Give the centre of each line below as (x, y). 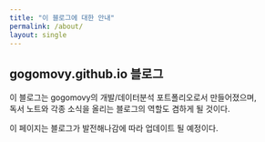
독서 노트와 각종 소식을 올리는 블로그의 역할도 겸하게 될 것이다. (120, 109)
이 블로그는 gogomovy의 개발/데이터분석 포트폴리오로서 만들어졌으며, (133, 97)
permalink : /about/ (46, 26)
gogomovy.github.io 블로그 (87, 74)
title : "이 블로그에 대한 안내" (62, 18)
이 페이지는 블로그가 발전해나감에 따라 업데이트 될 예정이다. (114, 128)
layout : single (38, 35)
